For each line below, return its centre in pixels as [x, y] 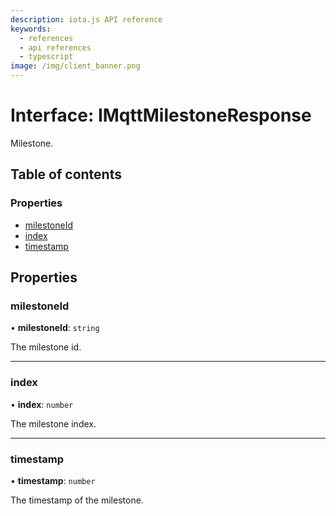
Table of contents [66, 174]
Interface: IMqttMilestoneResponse [161, 115]
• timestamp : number [53, 480]
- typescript [46, 57]
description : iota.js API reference [86, 19]
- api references [55, 47]
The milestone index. [53, 423]
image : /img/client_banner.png [75, 66]
